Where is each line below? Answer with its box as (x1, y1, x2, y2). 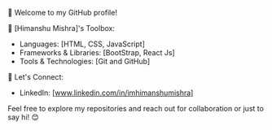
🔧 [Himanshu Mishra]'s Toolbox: (7, 24, 116, 32)
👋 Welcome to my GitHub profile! (7, 8, 117, 17)
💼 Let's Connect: (7, 72, 64, 81)
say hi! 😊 (7, 112, 40, 122)
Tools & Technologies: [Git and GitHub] (19, 57, 151, 66)
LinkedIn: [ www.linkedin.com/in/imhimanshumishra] (19, 88, 194, 97)
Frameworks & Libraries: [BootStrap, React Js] (19, 48, 176, 57)
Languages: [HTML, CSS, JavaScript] (19, 39, 146, 49)
